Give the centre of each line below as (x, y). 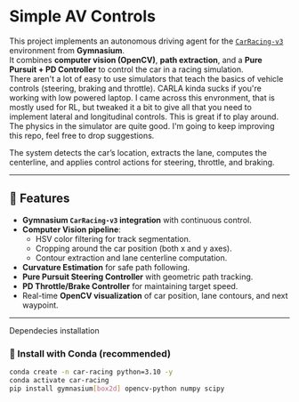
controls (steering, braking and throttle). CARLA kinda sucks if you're (136, 88)
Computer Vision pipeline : (72, 229)
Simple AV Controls (82, 16)
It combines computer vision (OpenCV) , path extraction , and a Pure (136, 60)
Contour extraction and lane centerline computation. (131, 257)
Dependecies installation (54, 330)
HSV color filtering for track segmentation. (113, 238)
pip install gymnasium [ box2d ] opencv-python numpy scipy (117, 389)
